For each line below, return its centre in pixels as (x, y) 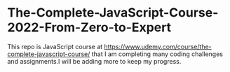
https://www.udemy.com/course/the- (158, 46)
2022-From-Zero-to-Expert (89, 27)
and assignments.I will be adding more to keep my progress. (94, 61)
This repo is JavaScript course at (55, 46)
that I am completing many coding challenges (157, 54)
